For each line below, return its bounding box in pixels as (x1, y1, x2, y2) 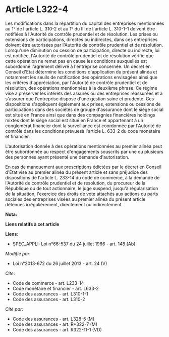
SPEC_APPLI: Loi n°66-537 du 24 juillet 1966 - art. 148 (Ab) (12, 241, 136, 247)
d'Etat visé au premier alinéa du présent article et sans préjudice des (5, 169, 148, 175)
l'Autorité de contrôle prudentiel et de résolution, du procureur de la (5, 180, 146, 186)
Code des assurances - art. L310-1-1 (12, 290, 88, 297)
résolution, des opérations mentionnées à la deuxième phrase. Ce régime (5, 85, 157, 91)
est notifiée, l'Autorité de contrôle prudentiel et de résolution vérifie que (5, 52, 154, 59)
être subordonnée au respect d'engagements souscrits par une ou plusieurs (5, 148, 164, 155)
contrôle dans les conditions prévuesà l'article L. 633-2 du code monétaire (5, 128, 160, 134)
